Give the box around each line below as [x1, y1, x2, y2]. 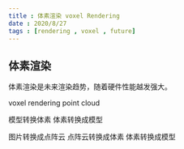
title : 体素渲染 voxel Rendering [8, 11, 120, 20]
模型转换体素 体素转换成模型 [8, 115, 103, 125]
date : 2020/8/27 [8, 19, 67, 28]
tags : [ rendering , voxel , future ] [8, 27, 136, 35]
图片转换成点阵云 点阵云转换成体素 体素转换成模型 [8, 132, 176, 142]
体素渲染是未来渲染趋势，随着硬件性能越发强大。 [8, 82, 172, 92]
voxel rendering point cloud [8, 98, 101, 108]
